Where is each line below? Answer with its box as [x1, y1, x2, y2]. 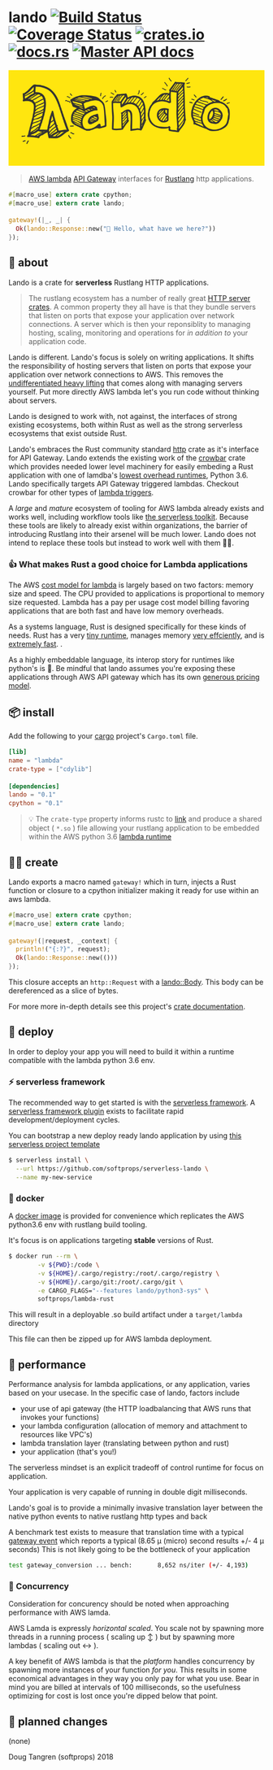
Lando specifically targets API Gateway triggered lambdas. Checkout [8, 478, 240, 488]
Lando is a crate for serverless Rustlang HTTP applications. [8, 277, 210, 287]
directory [8, 1319, 39, 1328]
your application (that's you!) [19, 1447, 117, 1457]
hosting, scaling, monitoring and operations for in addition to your [28, 328, 249, 338]
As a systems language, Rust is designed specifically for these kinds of [8, 622, 246, 632]
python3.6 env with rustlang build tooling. [8, 1220, 148, 1230]
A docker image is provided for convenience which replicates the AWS [8, 1211, 245, 1221]
